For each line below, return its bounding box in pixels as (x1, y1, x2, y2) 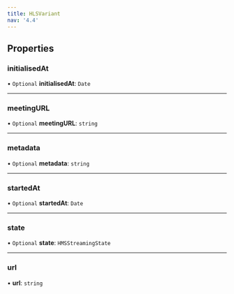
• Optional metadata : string (7, 159, 90, 168)
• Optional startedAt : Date (7, 199, 84, 207)
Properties (7, 43, 54, 54)
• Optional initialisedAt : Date (7, 80, 91, 88)
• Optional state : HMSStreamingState (7, 239, 111, 247)
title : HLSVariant (7, 10, 61, 17)
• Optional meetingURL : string (7, 119, 98, 128)
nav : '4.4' (7, 17, 39, 24)
